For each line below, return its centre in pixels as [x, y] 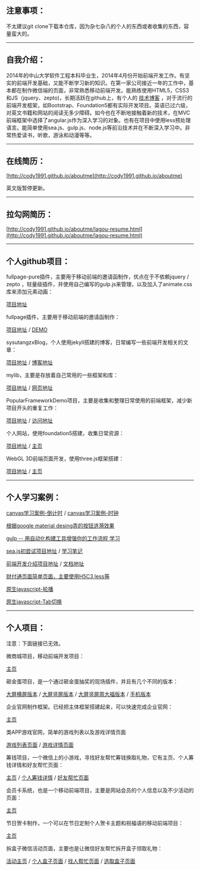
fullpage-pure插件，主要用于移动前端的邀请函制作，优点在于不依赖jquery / [98, 277]
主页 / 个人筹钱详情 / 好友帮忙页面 [48, 778]
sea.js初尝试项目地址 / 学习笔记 [45, 551]
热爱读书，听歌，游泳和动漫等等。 [53, 135]
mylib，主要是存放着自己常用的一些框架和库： [62, 375]
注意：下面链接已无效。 [35, 643]
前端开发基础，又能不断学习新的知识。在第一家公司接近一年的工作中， [102, 83]
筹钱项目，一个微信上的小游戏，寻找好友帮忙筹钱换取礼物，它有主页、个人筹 [100, 757]
